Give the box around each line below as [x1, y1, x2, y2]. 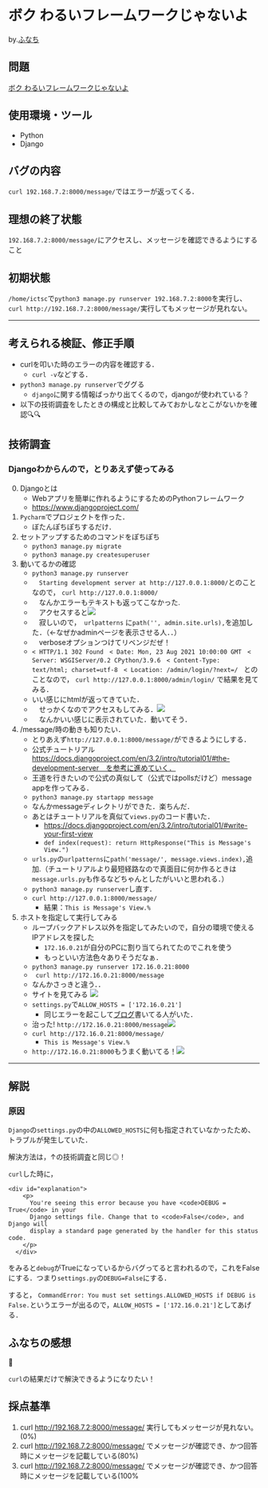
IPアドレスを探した [31, 932, 95, 942]
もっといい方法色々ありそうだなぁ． [43, 952, 164, 962]
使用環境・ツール [8, 109, 93, 122]
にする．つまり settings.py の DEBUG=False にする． [8, 1273, 171, 1283]
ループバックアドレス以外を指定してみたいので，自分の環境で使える [31, 922, 255, 932]
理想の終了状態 [8, 212, 82, 226]
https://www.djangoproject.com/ [31, 502, 140, 512]
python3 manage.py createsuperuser [31, 550, 150, 559]
